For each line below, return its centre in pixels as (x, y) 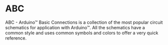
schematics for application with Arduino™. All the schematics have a (75, 27)
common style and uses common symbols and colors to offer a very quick (82, 33)
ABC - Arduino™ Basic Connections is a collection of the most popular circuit (84, 22)
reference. (16, 38)
